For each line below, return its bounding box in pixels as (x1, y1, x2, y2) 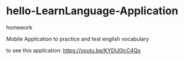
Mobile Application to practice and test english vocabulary (6, 35, 149, 42)
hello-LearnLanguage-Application (6, 4, 179, 18)
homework (6, 24, 33, 31)
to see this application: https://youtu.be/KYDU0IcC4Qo (6, 46, 141, 54)
